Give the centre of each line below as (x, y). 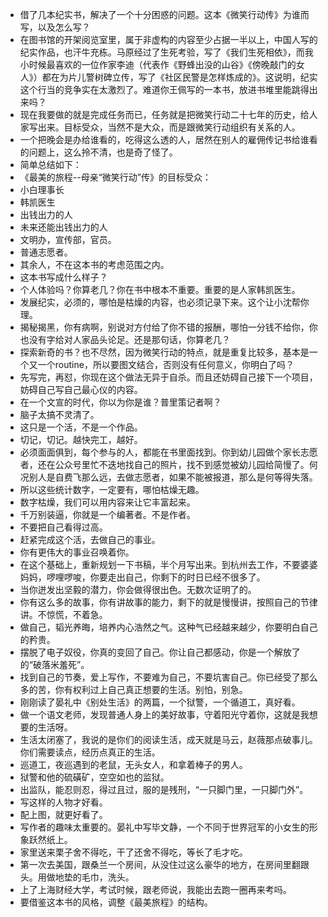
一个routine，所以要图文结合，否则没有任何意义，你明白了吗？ (166, 364)
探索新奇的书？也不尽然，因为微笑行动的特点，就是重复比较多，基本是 (164, 352)
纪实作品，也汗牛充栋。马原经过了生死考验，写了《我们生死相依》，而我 (166, 52)
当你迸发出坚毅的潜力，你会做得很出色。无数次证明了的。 (138, 589)
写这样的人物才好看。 (63, 802)
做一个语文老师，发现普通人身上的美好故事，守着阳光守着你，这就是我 (164, 714)
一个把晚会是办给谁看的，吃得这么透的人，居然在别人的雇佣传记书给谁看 (168, 139)
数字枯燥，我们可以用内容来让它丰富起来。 (107, 502)
